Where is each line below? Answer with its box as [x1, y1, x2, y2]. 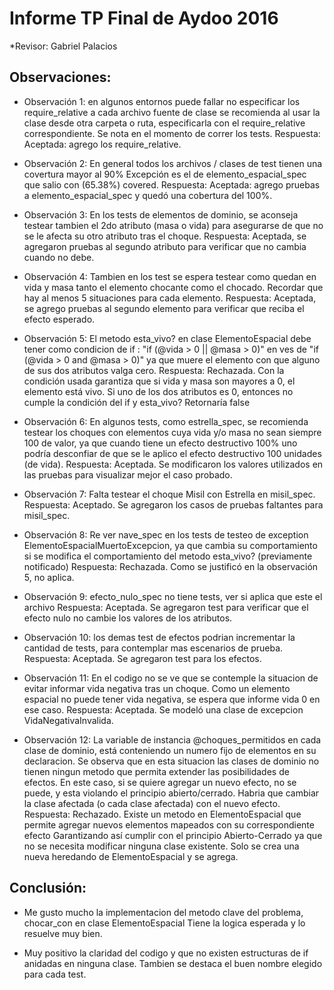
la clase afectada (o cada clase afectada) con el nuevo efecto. [23, 797, 281, 809]
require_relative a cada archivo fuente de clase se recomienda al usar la [23, 106, 321, 118]
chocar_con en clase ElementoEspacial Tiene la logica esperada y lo [23, 917, 306, 929]
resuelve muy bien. [23, 927, 103, 939]
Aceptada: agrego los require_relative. [23, 138, 182, 150]
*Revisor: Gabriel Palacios [9, 40, 118, 52]
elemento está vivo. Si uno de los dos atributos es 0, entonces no [23, 385, 294, 397]
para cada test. [23, 968, 87, 980]
